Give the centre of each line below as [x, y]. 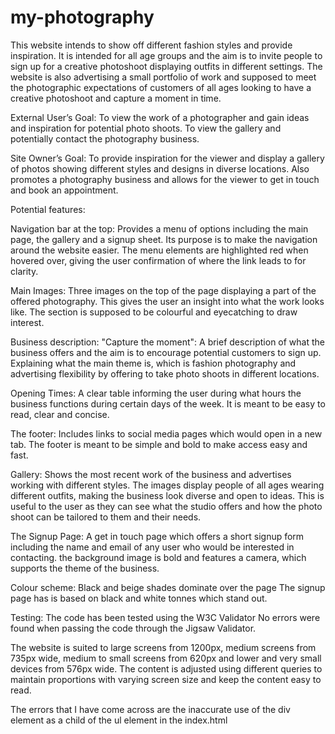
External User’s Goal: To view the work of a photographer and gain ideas [160, 117]
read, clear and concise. [60, 414]
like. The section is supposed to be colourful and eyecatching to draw [154, 312]
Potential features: [48, 209]
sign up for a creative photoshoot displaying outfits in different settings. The [166, 66]
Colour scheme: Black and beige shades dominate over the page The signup [168, 587]
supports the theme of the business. [85, 568]
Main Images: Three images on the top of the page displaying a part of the [163, 290]
